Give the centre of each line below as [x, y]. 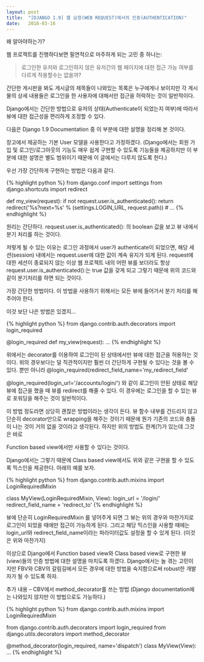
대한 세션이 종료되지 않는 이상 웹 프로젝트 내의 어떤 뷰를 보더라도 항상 [88, 263]
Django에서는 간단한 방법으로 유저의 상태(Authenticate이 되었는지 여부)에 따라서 [102, 109]
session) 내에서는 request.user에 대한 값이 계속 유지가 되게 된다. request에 [103, 255]
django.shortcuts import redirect [47, 189]
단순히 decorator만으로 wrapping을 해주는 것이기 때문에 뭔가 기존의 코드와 [95, 419]
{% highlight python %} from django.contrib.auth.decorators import [91, 324]
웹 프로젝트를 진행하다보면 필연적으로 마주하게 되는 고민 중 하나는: [84, 54]
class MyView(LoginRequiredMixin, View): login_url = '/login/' [83, 498]
